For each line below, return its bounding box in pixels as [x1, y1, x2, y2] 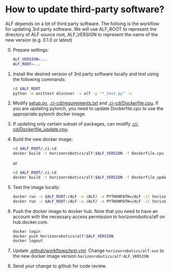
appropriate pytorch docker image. [12, 111, 86, 117]
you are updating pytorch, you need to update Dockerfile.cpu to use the [12, 106, 164, 112]
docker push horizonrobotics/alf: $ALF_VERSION [12, 234, 114, 239]
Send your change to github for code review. [12, 263, 107, 269]
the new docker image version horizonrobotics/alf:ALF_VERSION [12, 253, 149, 259]
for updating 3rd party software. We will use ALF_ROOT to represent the [5, 26, 157, 32]
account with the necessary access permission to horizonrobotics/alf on [12, 214, 165, 220]
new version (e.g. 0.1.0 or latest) [5, 37, 72, 43]
